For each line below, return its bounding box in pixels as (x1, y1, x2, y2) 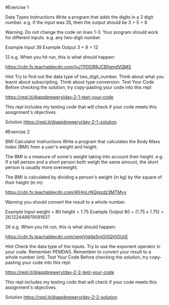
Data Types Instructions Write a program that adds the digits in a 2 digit (5, 14, 154, 20)
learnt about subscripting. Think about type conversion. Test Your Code (5, 79, 154, 85)
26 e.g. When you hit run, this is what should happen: (5, 224, 116, 230)
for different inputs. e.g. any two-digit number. (5, 35, 101, 40)
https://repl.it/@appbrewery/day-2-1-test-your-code (5, 94, 114, 100)
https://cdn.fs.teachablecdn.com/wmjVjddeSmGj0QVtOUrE (5, 234, 129, 239)
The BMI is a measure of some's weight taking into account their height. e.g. (5, 154, 164, 159)
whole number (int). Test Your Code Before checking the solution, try (5, 254, 149, 260)
